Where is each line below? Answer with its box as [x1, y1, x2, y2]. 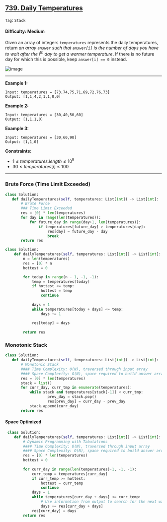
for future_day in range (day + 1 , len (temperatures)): [29, 219, 141, 225]
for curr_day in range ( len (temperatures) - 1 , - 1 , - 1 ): [23, 466, 137, 472]
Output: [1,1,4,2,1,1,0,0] [5, 94, 61, 99]
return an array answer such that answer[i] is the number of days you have [5, 45, 159, 51]
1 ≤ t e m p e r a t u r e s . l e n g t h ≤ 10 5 [12, 157, 75, 164]
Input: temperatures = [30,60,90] [5, 135, 77, 140]
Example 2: [5, 103, 29, 109]
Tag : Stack [5, 17, 26, 23]
